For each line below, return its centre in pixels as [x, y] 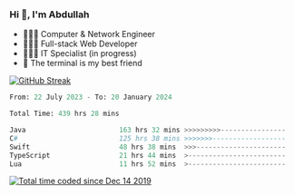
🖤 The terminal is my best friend [82, 63]
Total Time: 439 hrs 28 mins [64, 114]
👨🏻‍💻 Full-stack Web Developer [80, 44]
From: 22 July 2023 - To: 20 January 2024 [91, 97]
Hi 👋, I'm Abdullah [49, 15]
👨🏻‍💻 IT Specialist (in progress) [80, 54]
